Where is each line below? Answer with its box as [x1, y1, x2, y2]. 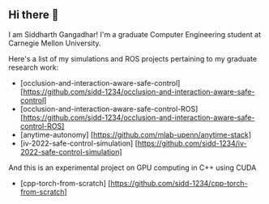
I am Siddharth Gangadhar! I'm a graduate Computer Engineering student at [8, 29, 262, 39]
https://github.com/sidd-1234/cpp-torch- [110, 178, 249, 188]
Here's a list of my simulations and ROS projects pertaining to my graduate [8, 53, 258, 63]
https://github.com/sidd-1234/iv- [137, 138, 247, 148]
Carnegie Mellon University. [8, 38, 101, 48]
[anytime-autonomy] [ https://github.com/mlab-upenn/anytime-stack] [19, 130, 252, 139]
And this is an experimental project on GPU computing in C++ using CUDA [8, 163, 257, 172]
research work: [8, 62, 59, 72]
